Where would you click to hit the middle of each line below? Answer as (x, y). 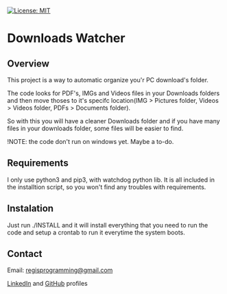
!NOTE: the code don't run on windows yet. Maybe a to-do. (91, 142)
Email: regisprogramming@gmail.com (60, 270)
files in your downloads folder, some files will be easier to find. (95, 128)
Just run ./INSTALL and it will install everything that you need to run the (108, 225)
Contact (25, 254)
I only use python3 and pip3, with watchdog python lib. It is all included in (111, 180)
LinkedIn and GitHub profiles (47, 284)
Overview (28, 63)
